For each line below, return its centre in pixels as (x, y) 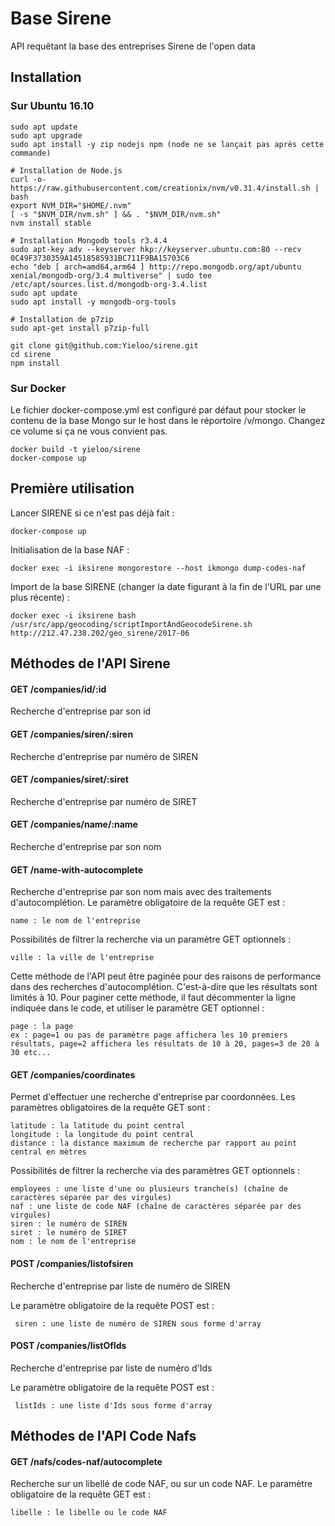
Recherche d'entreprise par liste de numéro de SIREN (120, 1286)
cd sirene (31, 354)
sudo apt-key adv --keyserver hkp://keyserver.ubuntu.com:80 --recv (156, 249)
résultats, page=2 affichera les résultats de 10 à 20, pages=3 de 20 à (165, 1044)
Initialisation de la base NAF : (70, 549)
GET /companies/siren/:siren (72, 734)
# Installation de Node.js (66, 170)
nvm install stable (51, 223)
